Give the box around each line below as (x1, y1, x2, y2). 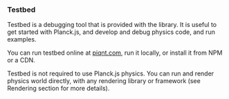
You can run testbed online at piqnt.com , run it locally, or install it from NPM (7, 48, 223, 57)
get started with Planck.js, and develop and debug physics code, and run (7, 28, 216, 36)
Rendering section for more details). (7, 84, 110, 93)
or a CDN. (7, 56, 36, 64)
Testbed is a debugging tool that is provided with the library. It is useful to (7, 21, 217, 29)
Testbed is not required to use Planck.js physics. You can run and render (7, 69, 214, 78)
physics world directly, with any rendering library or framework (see (7, 77, 201, 85)
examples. (7, 35, 37, 44)
